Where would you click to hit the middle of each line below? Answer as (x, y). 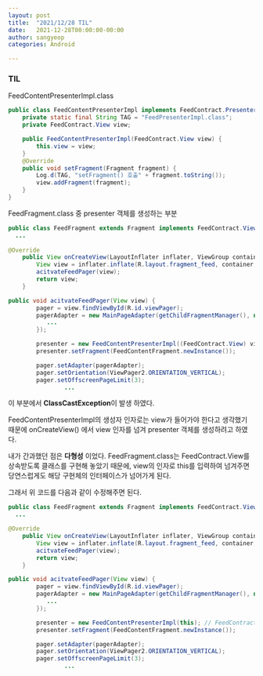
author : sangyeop (36, 37)
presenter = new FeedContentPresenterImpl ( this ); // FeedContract (147, 623)
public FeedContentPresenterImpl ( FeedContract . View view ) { (122, 139)
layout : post (29, 15)
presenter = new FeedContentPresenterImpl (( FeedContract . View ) (141, 344)
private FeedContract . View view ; (77, 125)
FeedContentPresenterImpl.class (61, 96)
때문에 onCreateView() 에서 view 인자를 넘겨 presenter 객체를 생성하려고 (121, 430)
